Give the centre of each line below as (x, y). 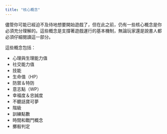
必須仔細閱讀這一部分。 (29, 37)
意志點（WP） (27, 89)
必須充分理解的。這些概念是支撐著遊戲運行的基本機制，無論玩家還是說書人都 (83, 31)
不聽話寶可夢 (25, 101)
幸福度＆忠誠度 (28, 95)
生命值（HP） (26, 76)
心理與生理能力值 (30, 58)
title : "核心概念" (23, 10)
